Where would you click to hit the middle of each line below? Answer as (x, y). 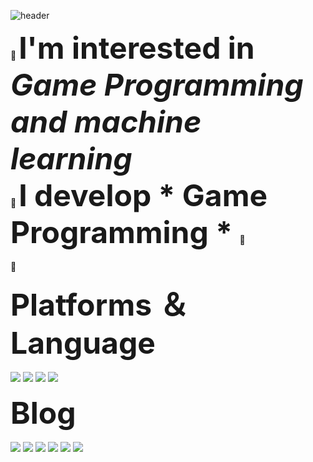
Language (83, 343)
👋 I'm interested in (132, 48)
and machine (106, 121)
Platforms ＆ (100, 305)
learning (71, 158)
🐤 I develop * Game (139, 195)
